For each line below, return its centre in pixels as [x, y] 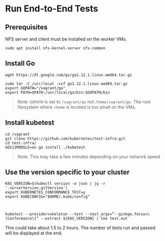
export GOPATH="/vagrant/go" [35, 88]
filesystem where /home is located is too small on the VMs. [77, 107]
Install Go [20, 64]
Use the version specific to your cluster [68, 172]
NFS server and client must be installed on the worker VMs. [66, 39]
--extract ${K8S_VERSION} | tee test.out [84, 219]
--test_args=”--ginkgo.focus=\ [118, 214]
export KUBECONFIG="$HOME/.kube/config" [48, 197]
